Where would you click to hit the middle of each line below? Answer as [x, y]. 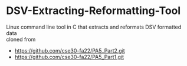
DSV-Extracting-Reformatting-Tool [93, 11]
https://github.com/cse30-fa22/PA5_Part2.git [70, 50]
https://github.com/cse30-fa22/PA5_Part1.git [69, 57]
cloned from [21, 39]
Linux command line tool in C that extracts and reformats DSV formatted [94, 27]
